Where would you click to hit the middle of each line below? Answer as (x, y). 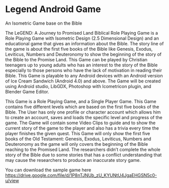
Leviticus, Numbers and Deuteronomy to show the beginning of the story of (83, 54)
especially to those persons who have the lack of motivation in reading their (84, 70)
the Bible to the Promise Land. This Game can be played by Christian (76, 59)
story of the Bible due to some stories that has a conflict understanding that (83, 155)
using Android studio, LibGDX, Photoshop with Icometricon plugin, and (78, 86)
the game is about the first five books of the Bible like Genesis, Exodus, (79, 49)
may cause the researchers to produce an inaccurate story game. (73, 160)
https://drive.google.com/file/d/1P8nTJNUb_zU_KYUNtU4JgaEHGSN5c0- (81, 175)
